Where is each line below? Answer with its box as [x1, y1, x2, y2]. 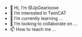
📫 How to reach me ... [9, 26, 56, 32]
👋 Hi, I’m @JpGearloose [9, 5, 59, 10]
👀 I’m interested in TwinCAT [9, 10, 67, 16]
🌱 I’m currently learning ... [9, 15, 63, 21]
